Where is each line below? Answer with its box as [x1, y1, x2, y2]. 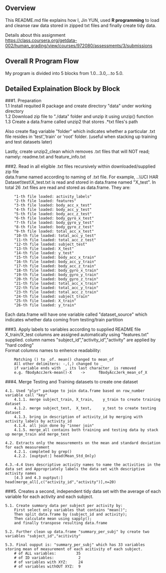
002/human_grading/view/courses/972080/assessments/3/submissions [5, 42, 153, 49]
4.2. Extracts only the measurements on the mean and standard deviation [5, 440, 161, 446]
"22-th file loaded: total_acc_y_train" [14, 286, 99, 290]
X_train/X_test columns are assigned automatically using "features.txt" [5, 332, 149, 338]
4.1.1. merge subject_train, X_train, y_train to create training [14, 397, 161, 402]
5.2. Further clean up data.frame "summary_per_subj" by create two [5, 529, 150, 534]
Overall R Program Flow [5, 57, 79, 66]
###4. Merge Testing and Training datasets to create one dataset [5, 379, 138, 385]
